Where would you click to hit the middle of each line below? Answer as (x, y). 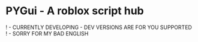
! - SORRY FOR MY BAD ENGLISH (47, 33)
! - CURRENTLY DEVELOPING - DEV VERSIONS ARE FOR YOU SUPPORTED (99, 27)
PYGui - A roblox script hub (75, 11)
